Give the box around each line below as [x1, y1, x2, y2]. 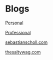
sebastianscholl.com [5, 39, 48, 45]
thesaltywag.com [5, 49, 41, 55]
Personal [5, 20, 23, 26]
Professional [5, 29, 31, 35]
